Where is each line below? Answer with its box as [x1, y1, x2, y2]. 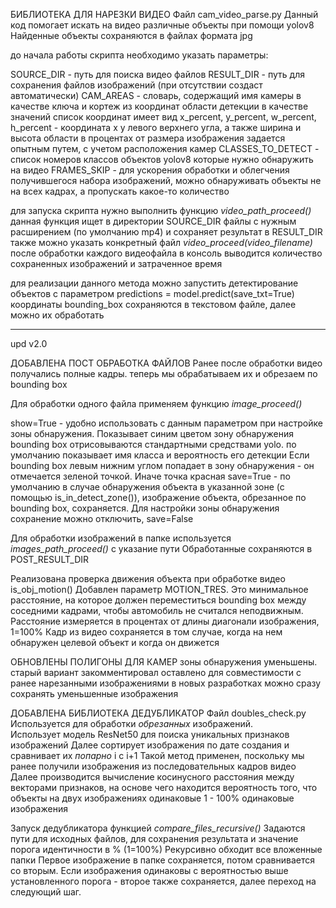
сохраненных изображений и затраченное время [10, 258, 223, 269]
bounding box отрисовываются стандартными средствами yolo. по [10, 439, 297, 450]
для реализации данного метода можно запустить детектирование [10, 277, 299, 289]
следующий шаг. [10, 886, 82, 898]
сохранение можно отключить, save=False [10, 513, 194, 524]
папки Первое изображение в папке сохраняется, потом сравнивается [10, 854, 315, 866]
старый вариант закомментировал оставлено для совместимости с [10, 667, 302, 678]
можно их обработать [10, 309, 105, 321]
